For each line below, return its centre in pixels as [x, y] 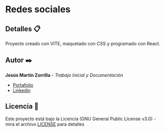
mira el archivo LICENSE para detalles [45, 124]
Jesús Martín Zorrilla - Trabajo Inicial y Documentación [64, 75]
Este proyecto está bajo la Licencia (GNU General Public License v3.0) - [81, 119]
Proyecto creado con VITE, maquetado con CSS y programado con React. [83, 44]
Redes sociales [38, 9]
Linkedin [22, 90]
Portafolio [23, 85]
